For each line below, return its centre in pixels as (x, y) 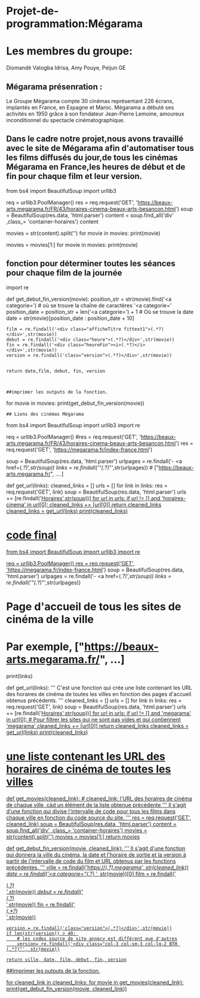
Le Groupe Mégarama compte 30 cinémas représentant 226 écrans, (90, 101)
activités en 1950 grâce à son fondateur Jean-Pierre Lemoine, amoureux (95, 114)
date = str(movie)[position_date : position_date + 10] (70, 318)
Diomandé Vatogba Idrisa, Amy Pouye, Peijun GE (66, 68)
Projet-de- (33, 11)
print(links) (19, 676)
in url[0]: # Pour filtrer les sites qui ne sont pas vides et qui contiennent (93, 719)
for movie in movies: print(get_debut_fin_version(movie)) (75, 403)
